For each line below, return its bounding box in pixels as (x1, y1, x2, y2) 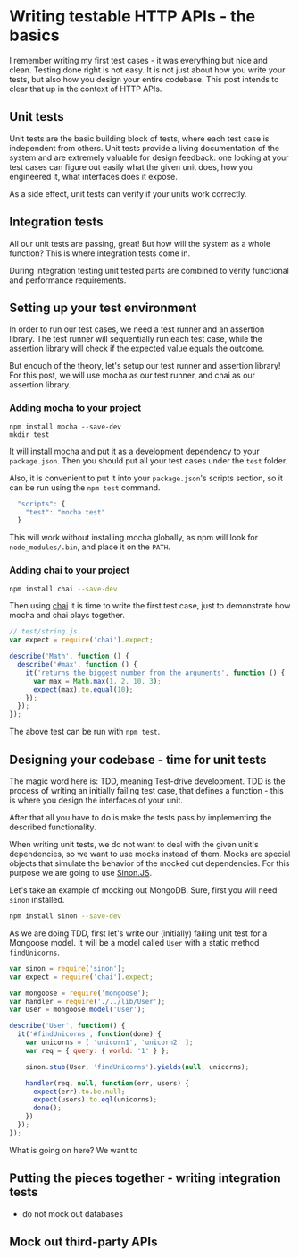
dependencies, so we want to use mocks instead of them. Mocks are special (9, 848, 291, 860)
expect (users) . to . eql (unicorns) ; (32, 1095, 158, 1104)
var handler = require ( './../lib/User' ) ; (9, 997, 166, 1006)
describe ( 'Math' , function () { (9, 651, 129, 661)
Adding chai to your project (9, 564, 130, 576)
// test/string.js (9, 627, 78, 636)
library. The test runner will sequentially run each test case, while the (9, 334, 263, 344)
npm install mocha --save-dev (9, 422, 122, 431)
